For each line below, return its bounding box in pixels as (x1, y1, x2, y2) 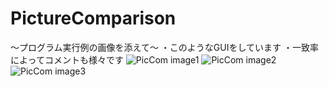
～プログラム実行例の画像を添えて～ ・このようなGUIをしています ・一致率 (10, 41, 319, 53)
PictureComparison (10, 7, 177, 30)
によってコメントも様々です (10, 53, 124, 66)
